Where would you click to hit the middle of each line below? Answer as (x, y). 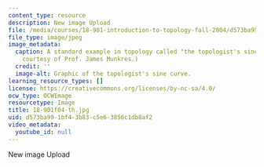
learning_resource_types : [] (56, 81)
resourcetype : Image (42, 103)
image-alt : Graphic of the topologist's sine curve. (103, 74)
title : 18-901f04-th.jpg (49, 111)
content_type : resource (47, 15)
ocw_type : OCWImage (40, 96)
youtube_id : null (44, 132)
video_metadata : (35, 125)
